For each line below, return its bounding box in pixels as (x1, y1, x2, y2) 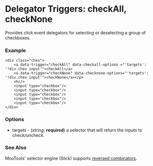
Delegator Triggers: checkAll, (5, 3, 127, 15)
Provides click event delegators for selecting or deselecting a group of (5, 30, 146, 35)
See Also (5, 144, 27, 151)
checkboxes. (5, 35, 31, 41)
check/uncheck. (12, 132, 45, 138)
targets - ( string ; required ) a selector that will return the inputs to (12, 127, 142, 133)
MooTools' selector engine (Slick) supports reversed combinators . (5, 155, 137, 161)
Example (5, 47, 26, 54)
